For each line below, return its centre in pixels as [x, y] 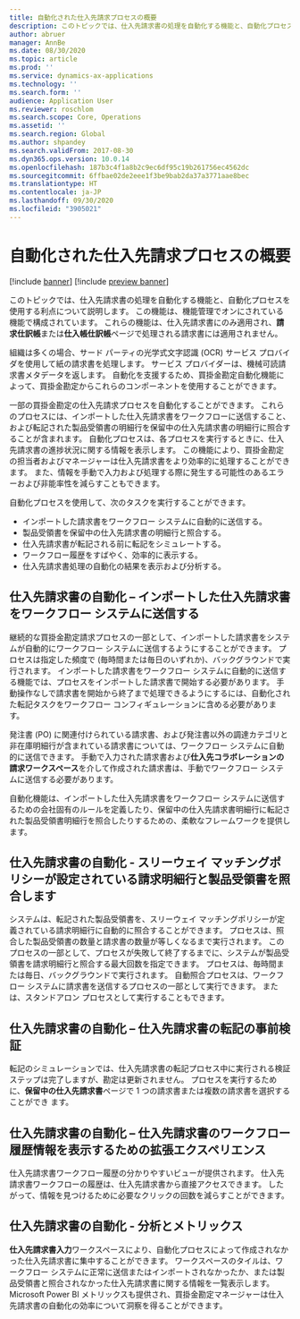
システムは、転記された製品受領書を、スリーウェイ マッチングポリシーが [143, 919]
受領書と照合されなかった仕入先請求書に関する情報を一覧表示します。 [146, 1283]
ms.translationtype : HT [54, 184]
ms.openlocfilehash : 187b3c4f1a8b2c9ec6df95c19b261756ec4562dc [129, 167]
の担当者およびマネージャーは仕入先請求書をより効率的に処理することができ [150, 461]
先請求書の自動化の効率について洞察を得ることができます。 [118, 1305]
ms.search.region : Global [57, 134]
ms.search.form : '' [46, 92]
